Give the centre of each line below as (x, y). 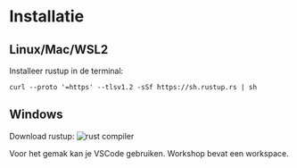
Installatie (47, 17)
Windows (36, 115)
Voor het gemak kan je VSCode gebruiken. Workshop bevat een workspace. (149, 153)
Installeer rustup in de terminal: (66, 71)
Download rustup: (42, 136)
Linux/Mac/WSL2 (59, 50)
